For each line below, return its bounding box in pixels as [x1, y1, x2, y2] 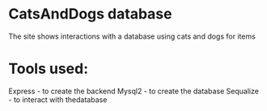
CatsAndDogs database [8, 5, 172, 23]
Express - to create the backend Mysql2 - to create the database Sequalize [8, 86, 259, 96]
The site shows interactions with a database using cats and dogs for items [8, 31, 256, 41]
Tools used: [8, 60, 89, 78]
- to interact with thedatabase [8, 94, 108, 105]
